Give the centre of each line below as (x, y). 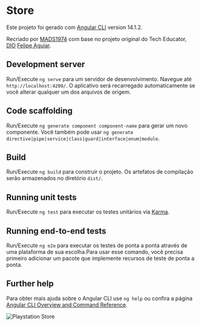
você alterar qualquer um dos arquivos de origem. (69, 92)
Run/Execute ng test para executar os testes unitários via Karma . (88, 212)
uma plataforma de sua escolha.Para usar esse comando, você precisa (95, 252)
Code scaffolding (39, 111)
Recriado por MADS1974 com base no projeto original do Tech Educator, (97, 39)
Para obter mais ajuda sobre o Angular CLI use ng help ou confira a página (99, 298)
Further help (30, 284)
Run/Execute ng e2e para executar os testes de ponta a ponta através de (97, 245)
